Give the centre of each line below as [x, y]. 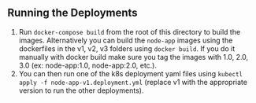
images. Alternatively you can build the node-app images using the [126, 40]
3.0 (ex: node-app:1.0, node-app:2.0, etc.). [88, 65]
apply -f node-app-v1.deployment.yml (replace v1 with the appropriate [133, 82]
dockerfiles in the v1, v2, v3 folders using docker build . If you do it [127, 48]
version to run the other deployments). [81, 90]
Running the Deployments [73, 13]
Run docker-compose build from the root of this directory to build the [130, 31]
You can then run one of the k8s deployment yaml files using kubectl [131, 73]
